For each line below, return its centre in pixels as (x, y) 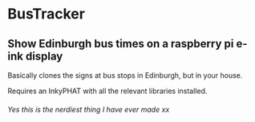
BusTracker (47, 14)
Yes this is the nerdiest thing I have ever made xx (89, 109)
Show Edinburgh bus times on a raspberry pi (121, 44)
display (44, 56)
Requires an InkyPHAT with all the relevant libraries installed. (107, 91)
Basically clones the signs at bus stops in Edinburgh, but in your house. (125, 75)
